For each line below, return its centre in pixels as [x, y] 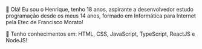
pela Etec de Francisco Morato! [44, 22]
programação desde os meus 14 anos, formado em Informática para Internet [101, 16]
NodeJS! [17, 40]
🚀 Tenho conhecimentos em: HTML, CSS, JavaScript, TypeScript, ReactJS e [100, 34]
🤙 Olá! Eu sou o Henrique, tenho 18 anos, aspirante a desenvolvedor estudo [100, 9]
